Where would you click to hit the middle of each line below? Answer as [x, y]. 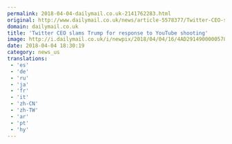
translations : [28, 59]
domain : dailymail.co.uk [43, 26]
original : [21, 20]
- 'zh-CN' [24, 104]
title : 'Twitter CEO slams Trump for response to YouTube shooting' [108, 33]
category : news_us [33, 53]
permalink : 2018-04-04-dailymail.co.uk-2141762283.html [89, 13]
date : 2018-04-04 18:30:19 [46, 46]
